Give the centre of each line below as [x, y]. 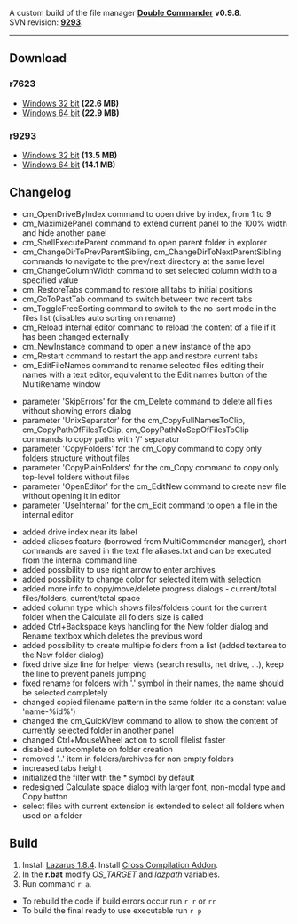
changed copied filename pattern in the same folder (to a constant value [154, 702]
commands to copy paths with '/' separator [101, 438]
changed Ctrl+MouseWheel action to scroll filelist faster [124, 739]
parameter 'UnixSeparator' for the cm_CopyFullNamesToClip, [133, 420]
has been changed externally [75, 336]
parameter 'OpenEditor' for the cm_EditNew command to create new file [154, 486]
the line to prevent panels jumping [84, 673]
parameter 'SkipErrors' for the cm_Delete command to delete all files [147, 401]
